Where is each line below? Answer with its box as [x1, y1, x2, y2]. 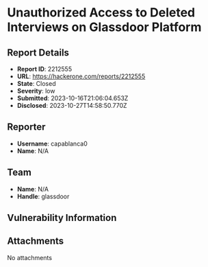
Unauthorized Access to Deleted [7, 5, 196, 21]
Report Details [7, 47, 70, 58]
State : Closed [16, 80, 56, 87]
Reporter [7, 121, 46, 133]
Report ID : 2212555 [16, 65, 73, 73]
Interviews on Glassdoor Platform [7, 19, 202, 35]
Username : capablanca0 [16, 139, 88, 148]
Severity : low [16, 87, 55, 95]
